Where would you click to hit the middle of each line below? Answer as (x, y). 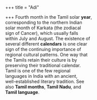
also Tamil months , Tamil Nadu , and (43, 87)
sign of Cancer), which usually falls (42, 33)
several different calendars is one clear (46, 44)
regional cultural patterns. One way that (46, 55)
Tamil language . (22, 92)
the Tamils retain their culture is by (41, 60)
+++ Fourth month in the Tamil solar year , (49, 17)
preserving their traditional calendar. (43, 65)
